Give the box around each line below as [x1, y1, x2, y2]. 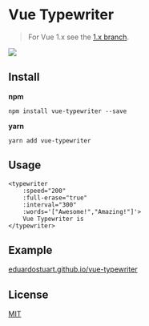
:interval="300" [22, 200, 78, 209]
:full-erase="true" [22, 194, 88, 202]
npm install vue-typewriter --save [8, 107, 127, 115]
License [8, 288, 49, 301]
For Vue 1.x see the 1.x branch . [27, 32, 130, 42]
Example [8, 243, 53, 257]
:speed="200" [22, 187, 66, 195]
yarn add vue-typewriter [8, 136, 91, 145]
